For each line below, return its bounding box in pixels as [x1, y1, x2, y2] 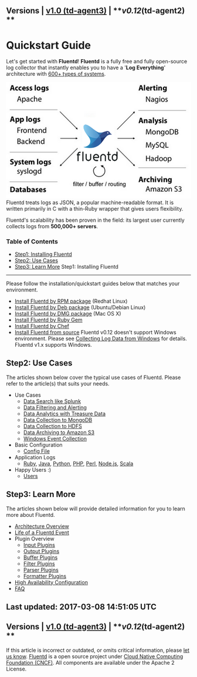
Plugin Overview [14, 535, 55, 542]
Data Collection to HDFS [23, 422, 82, 429]
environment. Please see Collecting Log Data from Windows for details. [14, 335, 188, 342]
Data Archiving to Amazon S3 [23, 429, 95, 436]
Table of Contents [6, 237, 59, 245]
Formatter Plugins [23, 573, 66, 580]
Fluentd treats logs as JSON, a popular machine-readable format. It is [6, 199, 174, 206]
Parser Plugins [23, 566, 59, 573]
